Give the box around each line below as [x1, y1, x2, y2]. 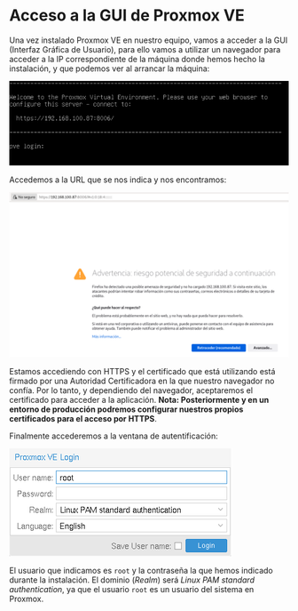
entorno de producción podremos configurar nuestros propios [9, 404, 244, 414]
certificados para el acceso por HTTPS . [9, 414, 158, 424]
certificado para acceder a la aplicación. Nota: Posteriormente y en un [9, 395, 270, 406]
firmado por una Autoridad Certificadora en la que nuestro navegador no [9, 375, 275, 387]
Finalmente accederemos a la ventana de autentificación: [9, 430, 219, 441]
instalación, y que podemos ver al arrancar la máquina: [9, 63, 210, 74]
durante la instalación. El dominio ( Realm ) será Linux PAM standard [9, 575, 255, 585]
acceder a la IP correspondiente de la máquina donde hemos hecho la [9, 53, 266, 64]
